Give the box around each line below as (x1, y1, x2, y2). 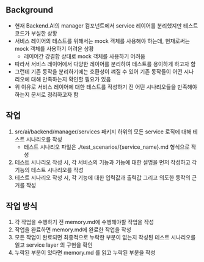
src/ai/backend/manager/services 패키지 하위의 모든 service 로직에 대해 (14, 128, 192, 135)
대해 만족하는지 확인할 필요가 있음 (31, 75, 111, 83)
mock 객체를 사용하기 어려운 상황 (14, 45, 94, 52)
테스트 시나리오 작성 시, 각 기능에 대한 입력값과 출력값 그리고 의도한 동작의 (14, 174, 191, 181)
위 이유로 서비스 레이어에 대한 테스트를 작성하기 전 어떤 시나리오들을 (14, 83, 177, 91)
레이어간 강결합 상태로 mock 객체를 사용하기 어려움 (23, 52, 146, 60)
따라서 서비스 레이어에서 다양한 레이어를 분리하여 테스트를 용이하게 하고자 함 (14, 60, 196, 67)
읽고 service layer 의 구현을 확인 (14, 241, 93, 249)
